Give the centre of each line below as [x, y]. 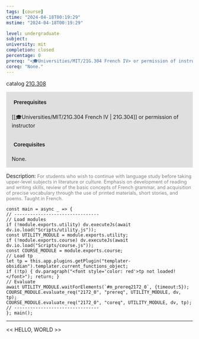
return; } [47, 277]
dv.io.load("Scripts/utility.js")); [51, 230]
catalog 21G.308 [26, 83]
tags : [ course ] [25, 12]
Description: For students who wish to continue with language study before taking [99, 176]
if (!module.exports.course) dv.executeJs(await [67, 240]
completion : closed [30, 50]
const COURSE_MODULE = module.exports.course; [65, 251]
